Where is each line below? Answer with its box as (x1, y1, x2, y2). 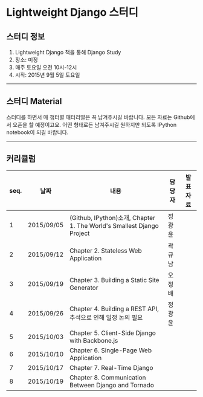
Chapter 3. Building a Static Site (69, 276, 159, 284)
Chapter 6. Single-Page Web (69, 346, 152, 354)
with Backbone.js (69, 336, 118, 344)
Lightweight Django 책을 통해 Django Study (14, 49, 121, 56)
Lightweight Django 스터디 (6, 5, 139, 19)
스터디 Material (6, 96, 62, 106)
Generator (69, 283, 98, 292)
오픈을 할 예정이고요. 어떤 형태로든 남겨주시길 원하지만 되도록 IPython (12, 121, 177, 128)
